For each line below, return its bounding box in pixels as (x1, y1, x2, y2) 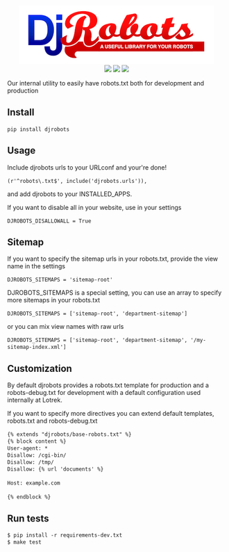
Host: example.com (7, 480, 60, 487)
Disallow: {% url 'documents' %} (7, 466, 104, 473)
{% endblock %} (7, 494, 51, 501)
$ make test (7, 539, 42, 546)
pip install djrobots (7, 126, 70, 133)
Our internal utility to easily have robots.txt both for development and (7, 79, 205, 87)
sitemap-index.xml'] (7, 343, 67, 351)
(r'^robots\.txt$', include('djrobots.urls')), (7, 177, 148, 184)
